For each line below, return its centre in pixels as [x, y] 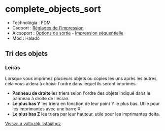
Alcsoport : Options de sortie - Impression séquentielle [68, 33]
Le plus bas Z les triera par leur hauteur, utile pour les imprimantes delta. [86, 114]
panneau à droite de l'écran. [41, 98]
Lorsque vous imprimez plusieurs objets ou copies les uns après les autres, [82, 78]
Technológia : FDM [31, 23]
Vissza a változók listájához [33, 123]
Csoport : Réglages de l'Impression [48, 27]
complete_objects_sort [53, 9]
